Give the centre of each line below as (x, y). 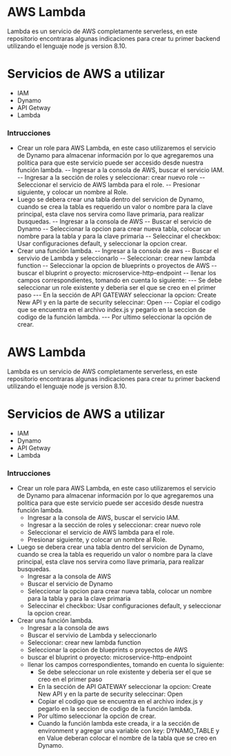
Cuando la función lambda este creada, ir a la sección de (119, 723)
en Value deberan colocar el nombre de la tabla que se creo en (127, 738)
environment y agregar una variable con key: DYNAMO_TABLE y (128, 731)
